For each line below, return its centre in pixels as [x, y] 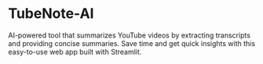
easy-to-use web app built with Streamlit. [75, 52]
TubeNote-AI [51, 14]
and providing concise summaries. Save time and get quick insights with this [132, 43]
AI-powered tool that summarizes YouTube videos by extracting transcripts [130, 35]
